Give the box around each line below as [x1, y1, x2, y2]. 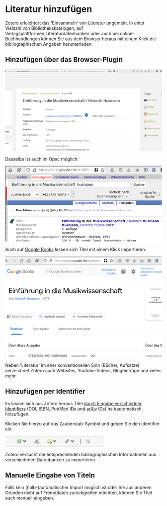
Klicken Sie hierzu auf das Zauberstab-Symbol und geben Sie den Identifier [5, 421, 160, 426]
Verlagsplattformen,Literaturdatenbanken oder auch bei [5, 30, 119, 36]
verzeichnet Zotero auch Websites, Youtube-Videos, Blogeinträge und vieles [5, 368, 162, 374]
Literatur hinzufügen [5, 3, 92, 15]
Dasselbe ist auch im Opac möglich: [5, 156, 79, 162]
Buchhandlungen [5, 36, 40, 42]
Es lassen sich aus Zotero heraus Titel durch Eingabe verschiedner [5, 400, 142, 406]
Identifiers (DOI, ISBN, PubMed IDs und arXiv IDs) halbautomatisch [5, 406, 142, 412]
